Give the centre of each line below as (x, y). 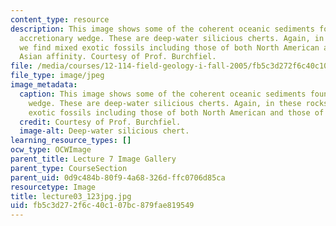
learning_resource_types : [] (71, 141)
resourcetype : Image (53, 187)
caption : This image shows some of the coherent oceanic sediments (163, 94)
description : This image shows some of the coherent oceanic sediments (162, 29)
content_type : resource (60, 19)
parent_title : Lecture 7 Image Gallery (93, 159)
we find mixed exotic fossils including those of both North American (169, 47)
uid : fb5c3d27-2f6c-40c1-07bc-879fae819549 (102, 206)
